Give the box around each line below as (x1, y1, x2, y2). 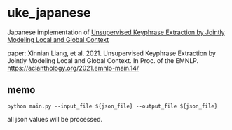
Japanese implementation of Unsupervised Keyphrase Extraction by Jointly (7, 28, 226, 36)
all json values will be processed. (7, 115, 103, 123)
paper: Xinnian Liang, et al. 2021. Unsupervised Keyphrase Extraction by (7, 49, 216, 57)
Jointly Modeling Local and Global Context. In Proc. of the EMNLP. (7, 56, 199, 64)
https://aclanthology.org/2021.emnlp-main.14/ (7, 64, 139, 72)
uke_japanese (7, 5, 91, 21)
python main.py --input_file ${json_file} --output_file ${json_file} (7, 103, 218, 110)
